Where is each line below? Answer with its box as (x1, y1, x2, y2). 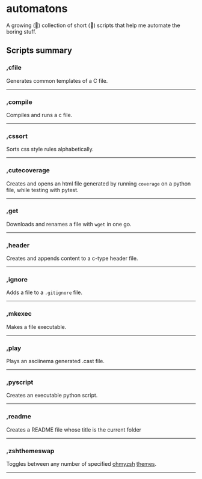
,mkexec (6, 310, 32, 318)
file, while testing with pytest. (6, 186, 79, 193)
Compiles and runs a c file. (6, 111, 73, 118)
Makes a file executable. (6, 323, 67, 330)
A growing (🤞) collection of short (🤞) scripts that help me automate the (6, 22, 180, 29)
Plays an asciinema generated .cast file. (6, 358, 105, 364)
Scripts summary (6, 46, 72, 56)
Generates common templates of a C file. (6, 77, 108, 84)
